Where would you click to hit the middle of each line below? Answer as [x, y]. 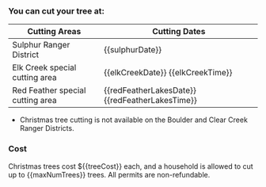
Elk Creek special [44, 67]
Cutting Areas [54, 32]
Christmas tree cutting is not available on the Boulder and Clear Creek [133, 120]
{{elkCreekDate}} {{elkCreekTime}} [168, 73]
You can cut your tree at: [57, 11]
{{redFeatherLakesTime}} [151, 101]
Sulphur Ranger [41, 45]
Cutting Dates [179, 32]
